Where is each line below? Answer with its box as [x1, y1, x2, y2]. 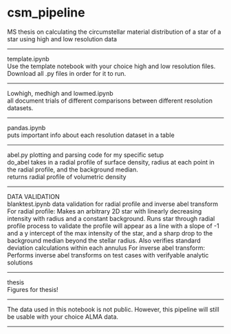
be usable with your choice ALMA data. [7, 312, 119, 321]
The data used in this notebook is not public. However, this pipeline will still [7, 305, 220, 313]
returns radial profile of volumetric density [7, 172, 126, 180]
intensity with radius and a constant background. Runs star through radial [7, 214, 215, 222]
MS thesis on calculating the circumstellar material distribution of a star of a [7, 28, 221, 36]
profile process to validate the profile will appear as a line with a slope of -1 [7, 222, 220, 230]
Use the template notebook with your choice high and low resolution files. [7, 62, 216, 70]
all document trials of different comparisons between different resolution [7, 96, 213, 105]
